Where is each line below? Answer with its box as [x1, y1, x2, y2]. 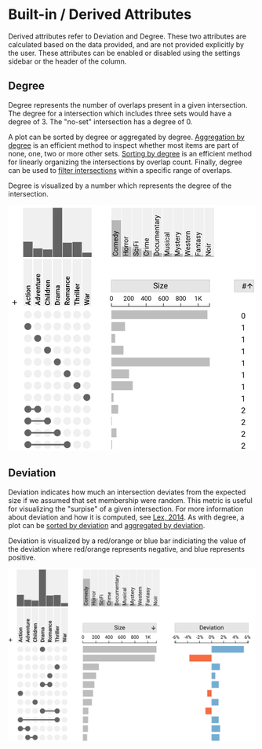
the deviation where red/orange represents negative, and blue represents [8, 544, 246, 553]
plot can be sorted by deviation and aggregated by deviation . [8, 520, 206, 530]
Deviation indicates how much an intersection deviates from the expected [8, 487, 246, 497]
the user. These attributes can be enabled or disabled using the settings [8, 48, 241, 57]
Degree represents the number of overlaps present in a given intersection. [8, 100, 248, 109]
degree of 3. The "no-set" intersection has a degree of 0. [8, 116, 193, 127]
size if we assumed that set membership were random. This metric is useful [8, 495, 253, 505]
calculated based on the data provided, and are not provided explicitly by [8, 39, 245, 49]
